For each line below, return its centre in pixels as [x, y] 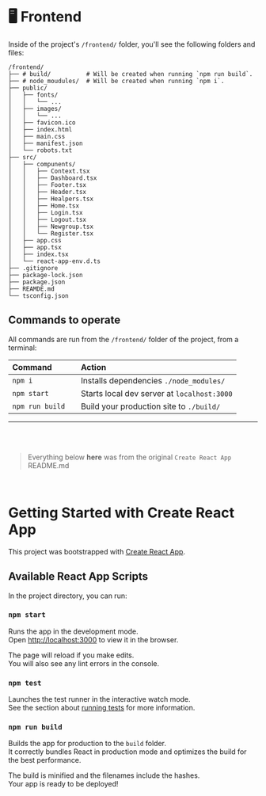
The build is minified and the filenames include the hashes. [104, 775]
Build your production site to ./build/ [150, 406]
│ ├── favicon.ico [42, 122]
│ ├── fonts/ [33, 95]
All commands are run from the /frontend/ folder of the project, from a [123, 339]
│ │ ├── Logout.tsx [47, 219]
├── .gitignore [33, 268]
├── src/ [23, 157]
